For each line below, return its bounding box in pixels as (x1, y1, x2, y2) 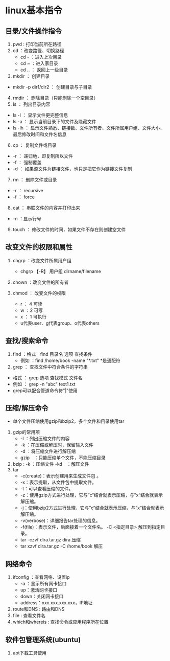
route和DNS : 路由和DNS (12, 606, 65, 612)
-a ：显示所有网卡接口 (20, 581, 67, 587)
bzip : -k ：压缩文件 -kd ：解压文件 (12, 461, 89, 467)
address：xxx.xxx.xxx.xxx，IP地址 (20, 600, 93, 606)
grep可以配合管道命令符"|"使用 (12, 387, 78, 394)
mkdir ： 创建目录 (12, 73, 50, 79)
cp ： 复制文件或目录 (12, 142, 57, 148)
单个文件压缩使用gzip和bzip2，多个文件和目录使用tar (12, 418, 125, 424)
